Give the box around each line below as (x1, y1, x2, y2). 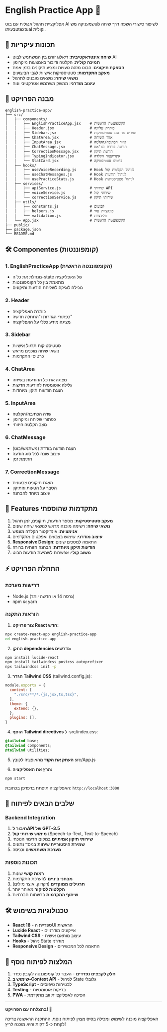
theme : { (9, 701, 28, 706)
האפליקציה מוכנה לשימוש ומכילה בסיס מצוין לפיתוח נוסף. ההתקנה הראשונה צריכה (5, 1016, 159, 1022)
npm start (5, 775, 26, 781)
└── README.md (5, 231, 35, 236)
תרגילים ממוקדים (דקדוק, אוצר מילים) (12, 881, 85, 887)
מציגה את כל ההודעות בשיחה (12, 377, 67, 383)
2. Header (5, 297, 30, 304)
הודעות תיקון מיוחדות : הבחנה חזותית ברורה (12, 544, 96, 550)
